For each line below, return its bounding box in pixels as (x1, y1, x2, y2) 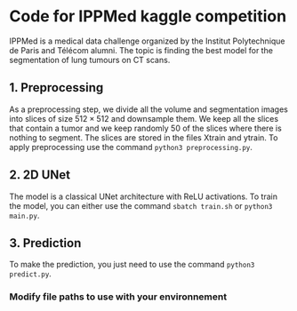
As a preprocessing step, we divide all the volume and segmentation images (9, 104, 289, 115)
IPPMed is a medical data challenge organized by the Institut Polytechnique (9, 36, 286, 46)
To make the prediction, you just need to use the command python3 (9, 259, 255, 270)
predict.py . (9, 268, 52, 279)
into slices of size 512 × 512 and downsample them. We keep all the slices (9, 113, 278, 124)
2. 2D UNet (9, 167, 71, 183)
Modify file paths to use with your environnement (9, 291, 228, 303)
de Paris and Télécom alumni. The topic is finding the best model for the (9, 44, 274, 55)
